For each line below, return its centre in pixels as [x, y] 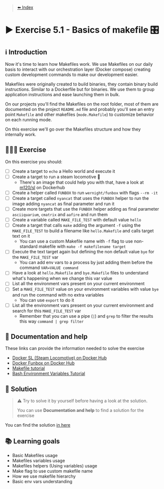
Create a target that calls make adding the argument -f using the [76, 225]
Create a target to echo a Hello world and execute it [63, 171]
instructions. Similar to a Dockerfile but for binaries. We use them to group [80, 89]
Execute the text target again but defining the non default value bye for [83, 252]
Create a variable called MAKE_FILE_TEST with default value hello [77, 220]
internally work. [21, 134]
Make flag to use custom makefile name [52, 471]
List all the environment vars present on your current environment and [83, 305]
